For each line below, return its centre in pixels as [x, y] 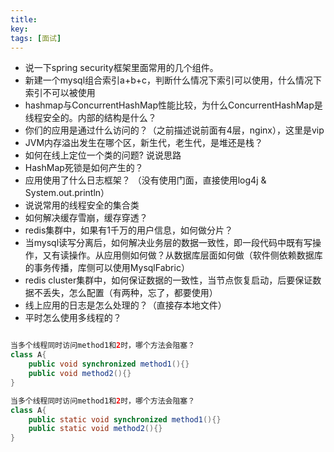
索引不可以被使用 [60, 93]
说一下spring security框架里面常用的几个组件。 [121, 68]
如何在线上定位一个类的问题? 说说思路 [103, 155]
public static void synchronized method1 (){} [125, 419]
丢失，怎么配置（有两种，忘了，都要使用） [130, 293]
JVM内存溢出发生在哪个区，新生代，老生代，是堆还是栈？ [144, 143]
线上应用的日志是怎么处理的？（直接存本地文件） [125, 305]
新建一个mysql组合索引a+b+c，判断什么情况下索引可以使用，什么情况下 [173, 80]
